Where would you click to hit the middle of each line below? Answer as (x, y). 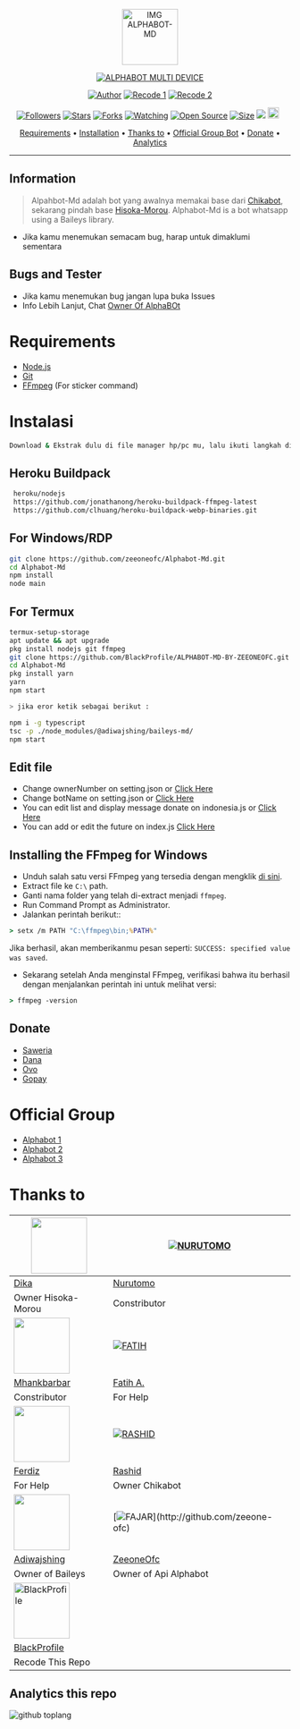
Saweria (37, 1050)
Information (43, 179)
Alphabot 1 (42, 1140)
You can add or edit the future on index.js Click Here (119, 826)
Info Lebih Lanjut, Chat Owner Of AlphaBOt (101, 305)
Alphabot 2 (42, 1148)
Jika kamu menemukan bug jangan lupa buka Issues (119, 296)
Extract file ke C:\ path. (65, 886)
